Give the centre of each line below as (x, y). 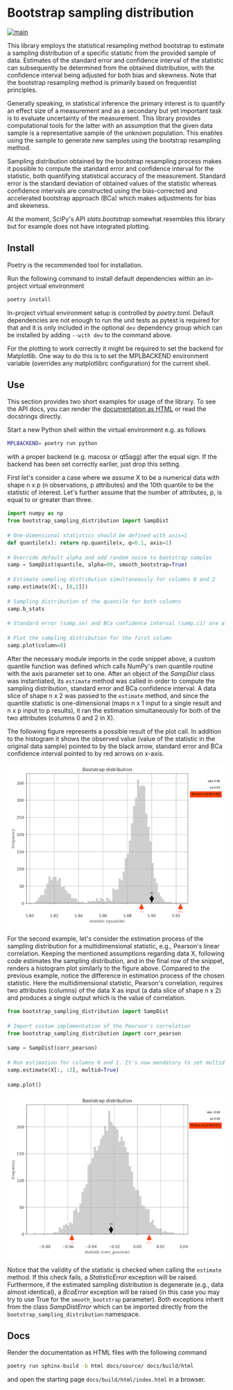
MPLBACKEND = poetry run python (52, 444)
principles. (22, 90)
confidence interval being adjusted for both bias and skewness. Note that (112, 75)
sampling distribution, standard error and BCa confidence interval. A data (112, 688)
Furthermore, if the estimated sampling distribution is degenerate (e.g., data (115, 1284)
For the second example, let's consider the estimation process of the (105, 938)
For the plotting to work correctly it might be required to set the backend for (115, 348)
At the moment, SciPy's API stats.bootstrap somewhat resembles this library (116, 219)
